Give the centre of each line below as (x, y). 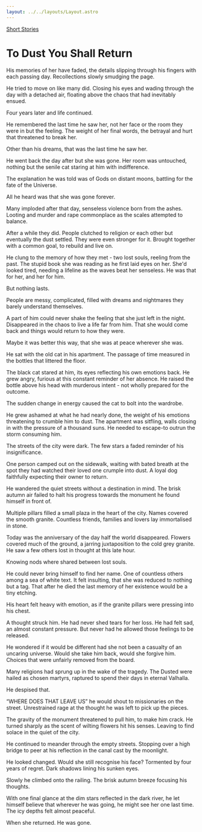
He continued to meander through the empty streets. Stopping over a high (98, 744)
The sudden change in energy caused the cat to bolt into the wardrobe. (95, 403)
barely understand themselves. (45, 306)
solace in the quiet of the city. (43, 732)
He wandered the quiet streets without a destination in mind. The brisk (93, 488)
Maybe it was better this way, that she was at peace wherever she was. (95, 342)
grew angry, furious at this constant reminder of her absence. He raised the (100, 379)
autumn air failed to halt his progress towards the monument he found (93, 494)
